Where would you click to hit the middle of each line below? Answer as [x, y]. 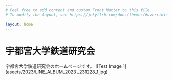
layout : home [19, 24]
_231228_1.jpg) [93, 72]
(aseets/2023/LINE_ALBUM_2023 [41, 72]
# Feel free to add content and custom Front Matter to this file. [79, 10]
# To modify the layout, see [36, 15]
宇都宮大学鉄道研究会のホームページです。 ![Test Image [63, 66]
